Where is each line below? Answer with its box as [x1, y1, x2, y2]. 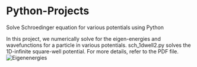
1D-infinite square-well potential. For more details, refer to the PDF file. [6, 47, 179, 55]
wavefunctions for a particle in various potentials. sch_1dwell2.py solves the [6, 42, 191, 49]
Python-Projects [6, 4, 90, 18]
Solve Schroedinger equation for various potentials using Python [6, 24, 164, 31]
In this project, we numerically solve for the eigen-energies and [6, 35, 161, 42]
